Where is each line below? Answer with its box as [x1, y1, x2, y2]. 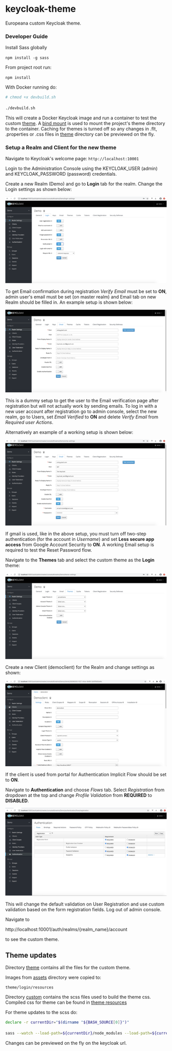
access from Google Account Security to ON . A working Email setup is [5, 541, 155, 548]
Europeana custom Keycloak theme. [5, 20, 81, 26]
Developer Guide [5, 33, 48, 40]
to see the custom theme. [5, 936, 59, 942]
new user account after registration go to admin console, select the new [5, 408, 157, 414]
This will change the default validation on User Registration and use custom [5, 901, 165, 907]
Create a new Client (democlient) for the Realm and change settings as [5, 664, 155, 670]
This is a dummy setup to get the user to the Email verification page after [5, 397, 159, 404]
